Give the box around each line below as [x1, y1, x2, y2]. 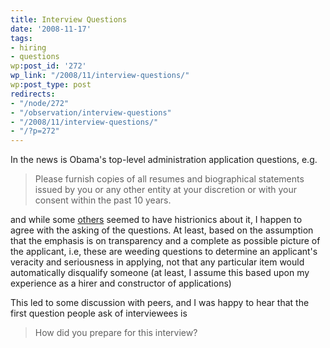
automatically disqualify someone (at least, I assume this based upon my [10, 267, 310, 279]
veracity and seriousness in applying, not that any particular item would [10, 256, 305, 268]
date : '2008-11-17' [10, 24, 92, 34]
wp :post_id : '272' [10, 61, 87, 71]
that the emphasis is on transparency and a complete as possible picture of [10, 235, 321, 247]
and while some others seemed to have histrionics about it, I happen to [10, 214, 303, 226]
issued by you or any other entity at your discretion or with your [34, 184, 298, 196]
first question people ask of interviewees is [10, 307, 188, 320]
